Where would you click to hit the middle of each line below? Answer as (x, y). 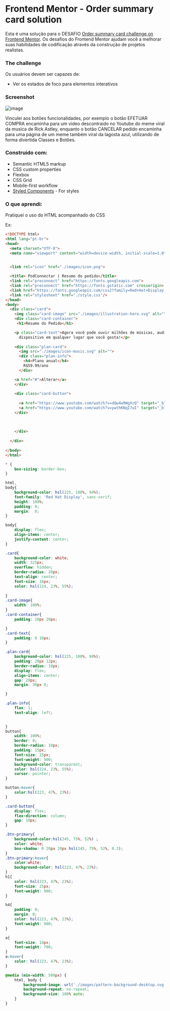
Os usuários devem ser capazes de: (42, 74)
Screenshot (20, 97)
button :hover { (20, 788)
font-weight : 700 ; (34, 947)
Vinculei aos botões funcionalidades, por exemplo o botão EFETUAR (76, 118)
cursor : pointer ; (33, 774)
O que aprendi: (24, 204)
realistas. (15, 50)
